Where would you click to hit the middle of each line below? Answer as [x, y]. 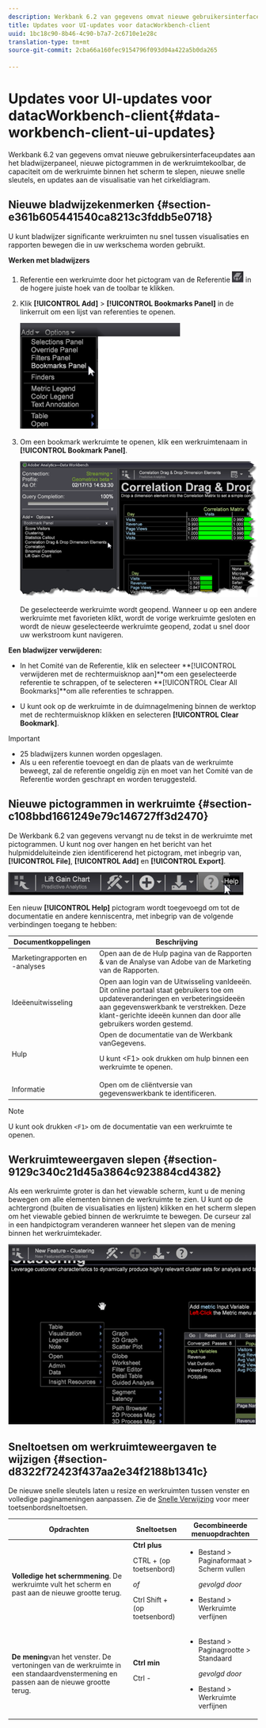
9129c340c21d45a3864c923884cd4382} [115, 1172]
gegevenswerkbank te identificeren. [157, 1093]
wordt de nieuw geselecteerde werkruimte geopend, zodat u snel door [135, 626]
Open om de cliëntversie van [145, 1085]
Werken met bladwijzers [49, 260]
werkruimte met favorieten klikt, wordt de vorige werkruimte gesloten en [137, 618]
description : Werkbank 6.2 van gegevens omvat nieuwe [99, 17]
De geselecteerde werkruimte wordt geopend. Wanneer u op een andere [138, 609]
